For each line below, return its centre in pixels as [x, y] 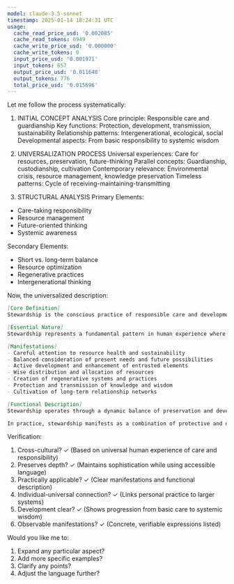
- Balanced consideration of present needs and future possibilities [110, 360]
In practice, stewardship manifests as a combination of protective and [115, 423]
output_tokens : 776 [42, 78]
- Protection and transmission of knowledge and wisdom [90, 385]
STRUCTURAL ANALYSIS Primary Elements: [80, 197]
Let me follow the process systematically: [67, 105]
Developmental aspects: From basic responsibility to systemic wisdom [118, 141]
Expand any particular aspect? [61, 551]
